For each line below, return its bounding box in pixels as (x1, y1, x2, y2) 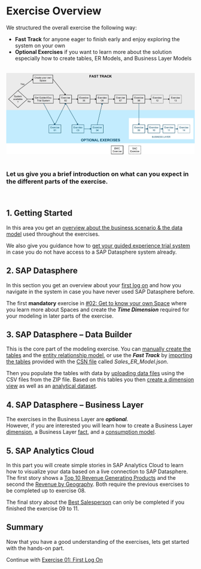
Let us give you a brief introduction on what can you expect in (6, 169, 189, 178)
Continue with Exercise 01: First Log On (6, 556, 103, 563)
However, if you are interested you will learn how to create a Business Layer (6, 422, 193, 429)
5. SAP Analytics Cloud (6, 446, 95, 456)
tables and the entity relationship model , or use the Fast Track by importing (6, 352, 193, 359)
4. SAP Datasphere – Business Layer (6, 400, 144, 410)
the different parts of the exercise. (6, 177, 108, 185)
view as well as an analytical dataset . (6, 382, 98, 390)
